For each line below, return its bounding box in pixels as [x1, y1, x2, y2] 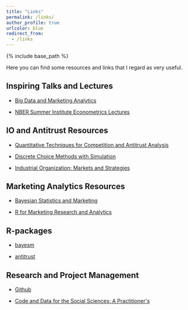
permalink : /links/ [6, 14, 55, 20]
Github [14, 286, 31, 293]
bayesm [14, 241, 34, 249]
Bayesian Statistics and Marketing [14, 197, 98, 204]
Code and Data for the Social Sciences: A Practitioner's [14, 298, 150, 305]
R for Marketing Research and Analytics [14, 209, 112, 216]
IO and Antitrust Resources [6, 126, 109, 136]
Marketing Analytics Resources [6, 181, 126, 191]
